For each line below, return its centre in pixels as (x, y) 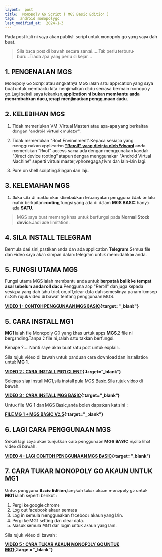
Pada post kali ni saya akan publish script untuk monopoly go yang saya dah (81, 37)
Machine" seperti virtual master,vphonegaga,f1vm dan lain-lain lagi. (79, 161)
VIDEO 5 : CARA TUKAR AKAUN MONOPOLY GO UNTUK (62, 544)
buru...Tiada (29, 57)
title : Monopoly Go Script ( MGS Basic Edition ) (57, 14)
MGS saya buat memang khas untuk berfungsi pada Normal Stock (83, 217)
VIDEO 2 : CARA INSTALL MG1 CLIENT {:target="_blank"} (63, 372)
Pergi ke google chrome (36, 505)
